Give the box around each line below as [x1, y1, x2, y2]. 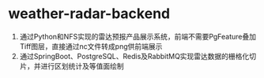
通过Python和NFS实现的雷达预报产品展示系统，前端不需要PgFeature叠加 [19, 32, 257, 41]
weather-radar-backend [8, 5, 171, 23]
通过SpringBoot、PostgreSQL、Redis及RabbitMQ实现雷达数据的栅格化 [19, 51, 250, 61]
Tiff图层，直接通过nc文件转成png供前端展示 [19, 41, 163, 51]
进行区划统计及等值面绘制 [40, 61, 124, 71]
